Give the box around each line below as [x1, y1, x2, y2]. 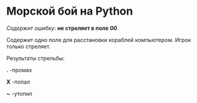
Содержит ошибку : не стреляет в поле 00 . [6, 24, 119, 32]
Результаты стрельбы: [6, 54, 65, 62]
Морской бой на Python [6, 4, 133, 18]
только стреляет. [6, 43, 51, 50]
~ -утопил [6, 90, 32, 97]
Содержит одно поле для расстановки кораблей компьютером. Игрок [6, 36, 191, 43]
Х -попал [6, 78, 31, 85]
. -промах [6, 66, 32, 74]
